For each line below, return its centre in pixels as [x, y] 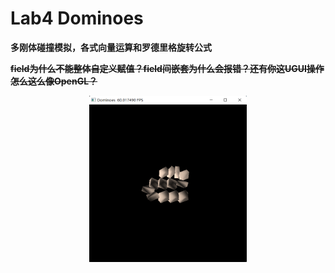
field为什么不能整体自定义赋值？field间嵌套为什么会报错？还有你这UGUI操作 [167, 68]
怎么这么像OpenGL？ [54, 81]
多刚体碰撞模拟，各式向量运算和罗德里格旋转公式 [111, 47]
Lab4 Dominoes [77, 18]
